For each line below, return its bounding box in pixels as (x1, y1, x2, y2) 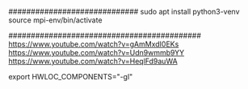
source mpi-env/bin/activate (8, 15, 103, 25)
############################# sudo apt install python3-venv (8, 7, 240, 16)
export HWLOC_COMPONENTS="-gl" (8, 72, 133, 81)
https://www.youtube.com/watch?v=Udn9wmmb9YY (8, 48, 184, 57)
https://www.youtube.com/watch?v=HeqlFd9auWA (8, 56, 178, 66)
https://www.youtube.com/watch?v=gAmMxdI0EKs (8, 39, 179, 49)
